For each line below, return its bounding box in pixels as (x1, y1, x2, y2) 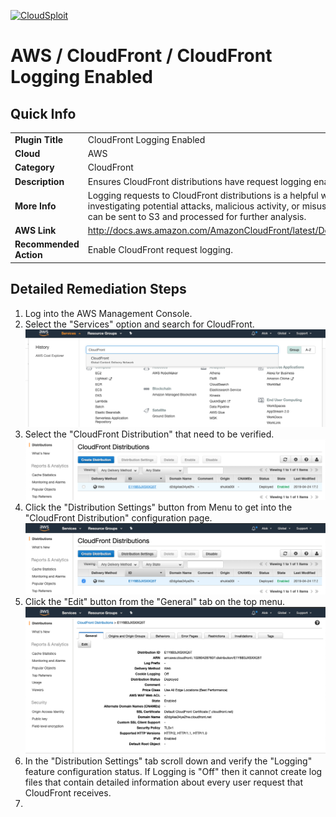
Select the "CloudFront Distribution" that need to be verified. (24, 428, 275, 440)
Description (14, 175, 65, 187)
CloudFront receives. (24, 787, 112, 799)
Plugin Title (14, 133, 64, 145)
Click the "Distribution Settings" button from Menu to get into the (24, 501, 293, 514)
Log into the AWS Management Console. (24, 307, 193, 319)
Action (14, 249, 43, 261)
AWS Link (14, 225, 57, 236)
